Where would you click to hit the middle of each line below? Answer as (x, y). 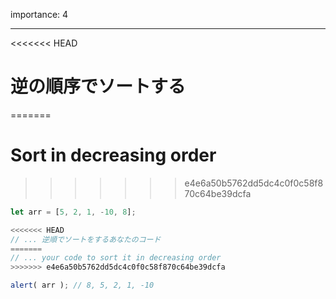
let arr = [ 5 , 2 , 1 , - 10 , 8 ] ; (73, 212)
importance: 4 (39, 14)
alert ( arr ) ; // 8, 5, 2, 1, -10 (82, 285)
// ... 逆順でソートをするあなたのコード (86, 239)
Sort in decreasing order (113, 155)
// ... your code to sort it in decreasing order (116, 258)
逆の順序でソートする (98, 86)
